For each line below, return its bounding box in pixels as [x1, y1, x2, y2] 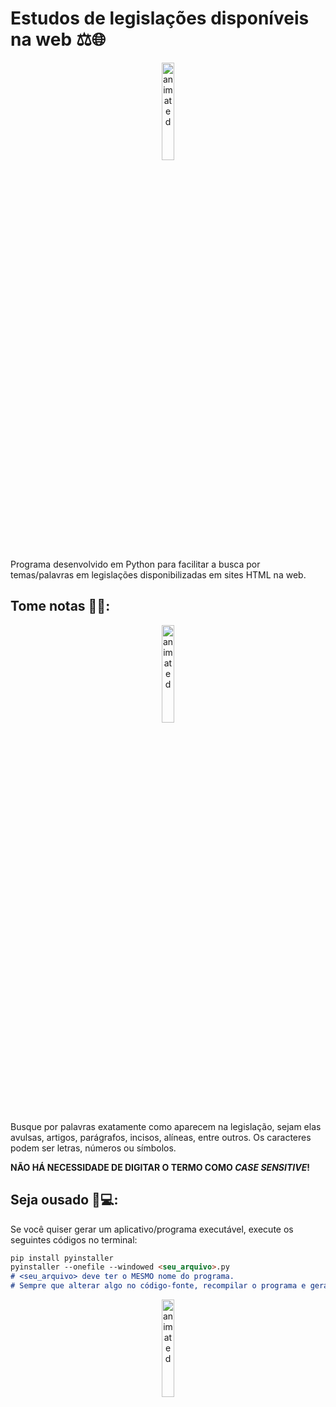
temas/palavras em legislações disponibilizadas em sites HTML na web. [10, 568, 307, 581]
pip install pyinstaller [10, 1253, 114, 1263]
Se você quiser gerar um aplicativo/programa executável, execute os [10, 1223, 294, 1235]
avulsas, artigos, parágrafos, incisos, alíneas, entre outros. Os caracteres [10, 1131, 312, 1143]
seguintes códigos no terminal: [10, 1233, 138, 1246]
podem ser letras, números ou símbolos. [10, 1142, 177, 1154]
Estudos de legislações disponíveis [10, 7, 310, 30]
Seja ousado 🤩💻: [10, 1192, 119, 1209]
